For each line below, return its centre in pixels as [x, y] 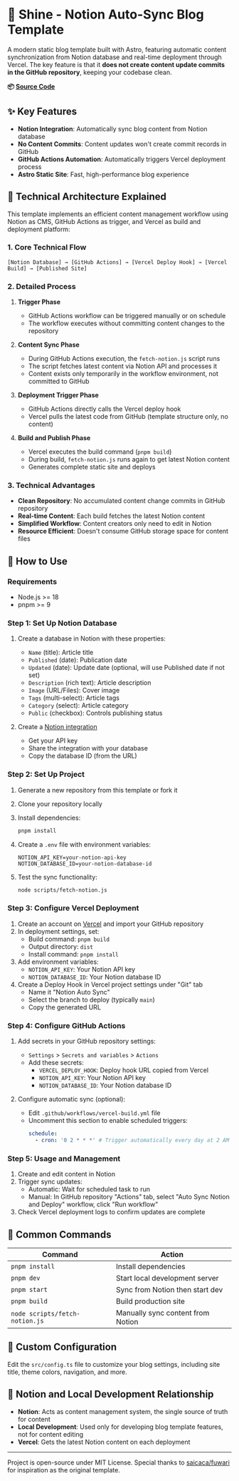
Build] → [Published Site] [47, 268]
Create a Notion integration [57, 727]
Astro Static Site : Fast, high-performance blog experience [103, 174]
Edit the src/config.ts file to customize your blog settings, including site [114, 1364]
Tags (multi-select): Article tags [74, 698]
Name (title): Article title [61, 653]
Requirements [32, 581]
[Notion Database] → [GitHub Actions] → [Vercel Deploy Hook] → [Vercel [117, 262]
